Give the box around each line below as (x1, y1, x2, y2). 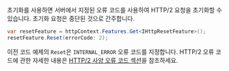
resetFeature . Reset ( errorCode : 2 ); (7, 34, 109, 41)
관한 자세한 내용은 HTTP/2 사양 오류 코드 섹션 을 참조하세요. (19, 56, 178, 64)
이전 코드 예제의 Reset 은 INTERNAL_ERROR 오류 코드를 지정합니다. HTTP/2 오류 (7, 47, 215, 56)
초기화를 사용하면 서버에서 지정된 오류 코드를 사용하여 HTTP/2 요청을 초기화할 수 (7, 6, 222, 14)
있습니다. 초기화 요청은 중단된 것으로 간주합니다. (7, 14, 135, 23)
